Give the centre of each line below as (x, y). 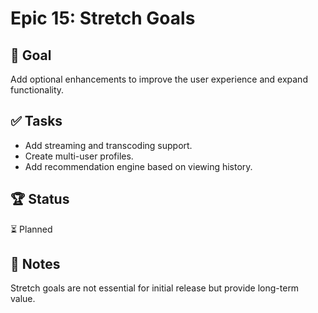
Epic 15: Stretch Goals (103, 18)
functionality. (37, 90)
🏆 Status (40, 199)
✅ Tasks (36, 121)
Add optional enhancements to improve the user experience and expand (159, 79)
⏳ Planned (31, 229)
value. (23, 299)
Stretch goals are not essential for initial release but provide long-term (155, 288)
